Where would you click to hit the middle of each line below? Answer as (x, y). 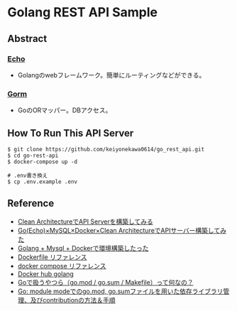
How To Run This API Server (71, 133)
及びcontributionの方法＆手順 (73, 300)
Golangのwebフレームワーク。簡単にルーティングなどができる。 (111, 75)
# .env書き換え (28, 175)
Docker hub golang (46, 273)
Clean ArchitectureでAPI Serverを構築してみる (86, 222)
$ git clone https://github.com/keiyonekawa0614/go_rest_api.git (106, 149)
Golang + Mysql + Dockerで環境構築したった (83, 248)
